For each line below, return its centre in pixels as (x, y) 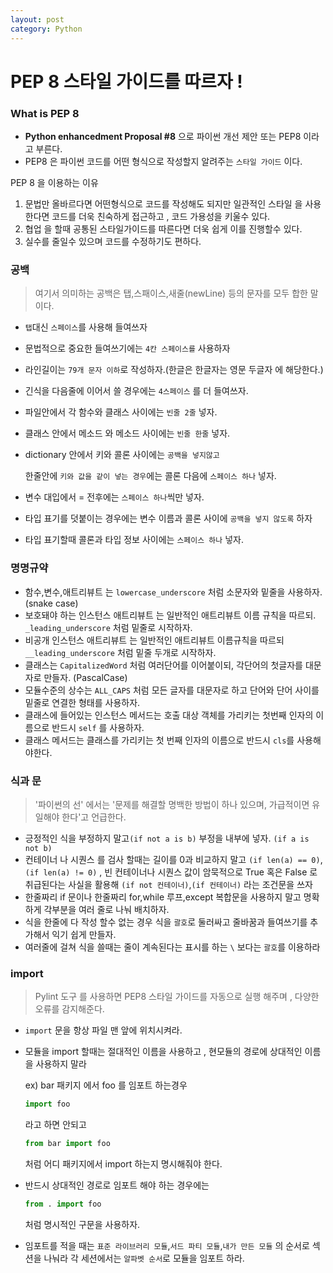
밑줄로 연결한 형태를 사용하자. (82, 702)
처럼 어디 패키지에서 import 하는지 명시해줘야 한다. (123, 1163)
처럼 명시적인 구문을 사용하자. (82, 1224)
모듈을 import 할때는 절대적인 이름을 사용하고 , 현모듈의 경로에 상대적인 (163, 1052)
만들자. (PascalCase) (85, 677)
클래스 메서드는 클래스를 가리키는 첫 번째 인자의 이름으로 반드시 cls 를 (159, 740)
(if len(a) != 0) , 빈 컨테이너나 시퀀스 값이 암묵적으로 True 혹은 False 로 (171, 872)
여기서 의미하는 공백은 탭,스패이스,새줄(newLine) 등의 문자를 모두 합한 (171, 293)
